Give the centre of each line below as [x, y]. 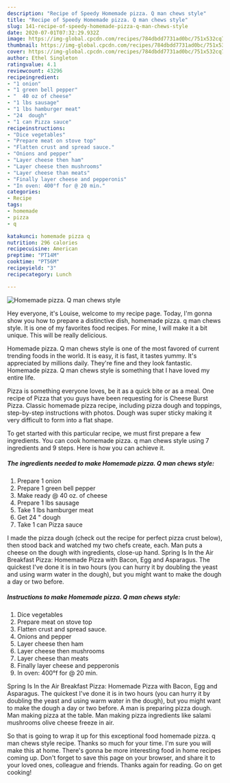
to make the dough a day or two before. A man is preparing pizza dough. [110, 708]
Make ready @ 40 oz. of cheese [62, 495]
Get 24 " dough [39, 517]
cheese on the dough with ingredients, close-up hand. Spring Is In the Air [111, 552]
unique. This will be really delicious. [57, 335]
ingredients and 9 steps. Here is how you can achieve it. [86, 448]
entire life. [21, 377]
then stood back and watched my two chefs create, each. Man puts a [105, 545]
